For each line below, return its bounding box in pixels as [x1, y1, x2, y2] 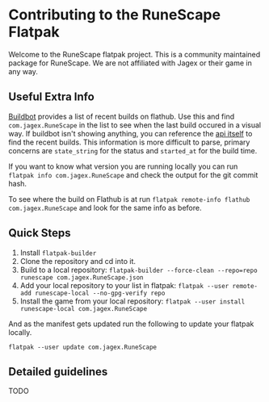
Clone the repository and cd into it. [19, 256, 136, 266]
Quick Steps [8, 226, 71, 240]
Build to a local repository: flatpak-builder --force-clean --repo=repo [19, 265, 258, 274]
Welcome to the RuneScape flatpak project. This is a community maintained [8, 49, 261, 59]
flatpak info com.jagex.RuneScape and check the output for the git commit [8, 170, 258, 179]
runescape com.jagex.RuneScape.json [19, 273, 144, 282]
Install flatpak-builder [19, 248, 97, 258]
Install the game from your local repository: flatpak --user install [19, 296, 246, 306]
